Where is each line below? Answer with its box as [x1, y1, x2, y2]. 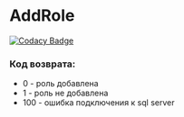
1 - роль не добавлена [22, 87, 109, 99]
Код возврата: [9, 58, 76, 70]
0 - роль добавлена [22, 78, 99, 89]
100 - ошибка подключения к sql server [22, 97, 175, 108]
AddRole [9, 5, 75, 26]
